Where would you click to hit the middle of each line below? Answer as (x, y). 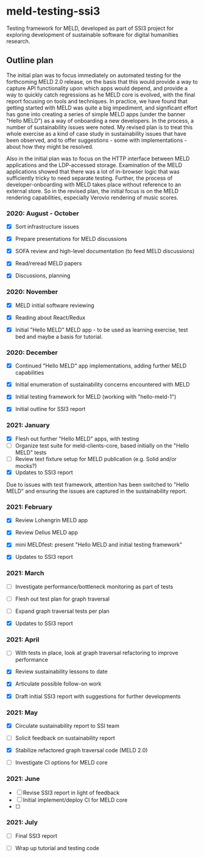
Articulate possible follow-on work (58, 684)
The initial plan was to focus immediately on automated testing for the (94, 75)
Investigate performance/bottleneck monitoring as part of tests (94, 586)
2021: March (25, 573)
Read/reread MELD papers (48, 264)
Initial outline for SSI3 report (50, 409)
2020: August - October (43, 213)
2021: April (23, 639)
